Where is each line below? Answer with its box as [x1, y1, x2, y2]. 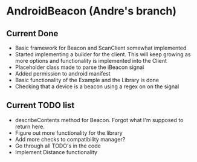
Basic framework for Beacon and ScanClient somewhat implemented [15, 44, 187, 51]
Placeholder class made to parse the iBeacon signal [15, 63, 144, 71]
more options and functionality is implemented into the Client [15, 57, 167, 64]
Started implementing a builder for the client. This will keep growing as [15, 51, 192, 58]
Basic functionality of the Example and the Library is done [15, 77, 159, 83]
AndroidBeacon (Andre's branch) [6, 4, 177, 18]
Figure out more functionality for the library [15, 129, 123, 137]
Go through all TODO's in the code [15, 142, 101, 149]
